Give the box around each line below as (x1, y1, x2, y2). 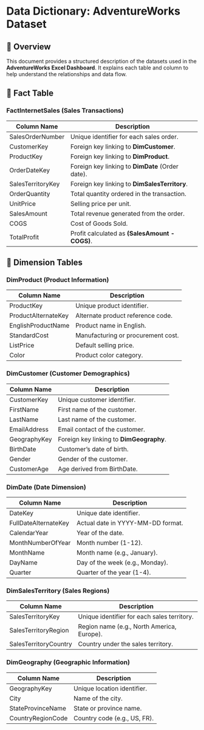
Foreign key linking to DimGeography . (57, 435, 167, 443)
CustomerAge (9, 465, 49, 473)
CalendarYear (9, 528, 49, 537)
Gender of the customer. (57, 455, 128, 463)
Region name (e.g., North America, (78, 622, 177, 631)
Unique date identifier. (76, 508, 140, 517)
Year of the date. (76, 528, 124, 537)
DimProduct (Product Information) (6, 276, 109, 284)
